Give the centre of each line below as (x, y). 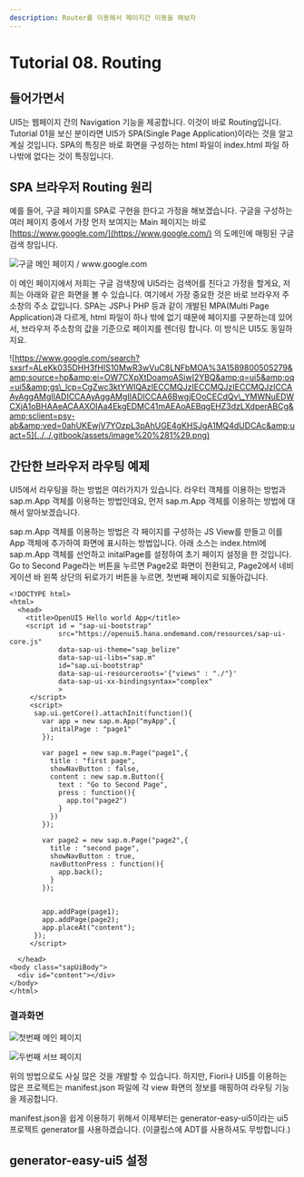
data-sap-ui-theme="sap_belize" (119, 650)
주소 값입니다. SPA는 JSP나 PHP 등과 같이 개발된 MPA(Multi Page (151, 306)
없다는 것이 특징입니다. (74, 156)
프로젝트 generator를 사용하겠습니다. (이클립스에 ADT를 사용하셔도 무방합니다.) (150, 1129)
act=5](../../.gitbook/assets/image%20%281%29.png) (110, 436)
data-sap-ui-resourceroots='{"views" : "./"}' (147, 674)
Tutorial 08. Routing (86, 62)
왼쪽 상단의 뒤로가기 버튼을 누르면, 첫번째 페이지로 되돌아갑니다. (156, 577)
